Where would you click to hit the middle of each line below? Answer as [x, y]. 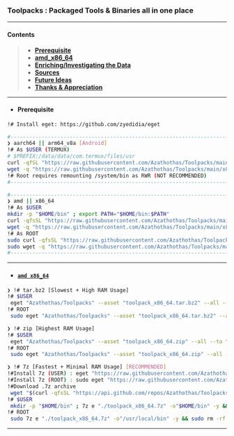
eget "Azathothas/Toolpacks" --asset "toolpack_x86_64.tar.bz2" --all [115, 303]
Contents [21, 34]
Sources [47, 72]
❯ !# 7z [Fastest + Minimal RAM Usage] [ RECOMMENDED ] [87, 367]
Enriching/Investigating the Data [83, 65]
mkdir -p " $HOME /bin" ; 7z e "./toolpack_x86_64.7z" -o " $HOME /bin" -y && [119, 406]
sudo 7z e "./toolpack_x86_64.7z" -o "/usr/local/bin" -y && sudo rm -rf [118, 419]
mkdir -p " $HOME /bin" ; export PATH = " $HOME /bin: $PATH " [88, 215]
